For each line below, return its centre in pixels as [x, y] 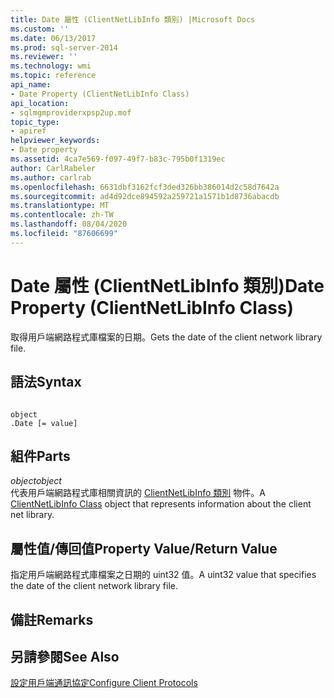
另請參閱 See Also [65, 656]
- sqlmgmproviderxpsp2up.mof [71, 112]
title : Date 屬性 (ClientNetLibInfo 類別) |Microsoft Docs [133, 19]
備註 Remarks [52, 619]
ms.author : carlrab [51, 177]
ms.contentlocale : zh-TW [62, 215]
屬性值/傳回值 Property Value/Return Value [144, 548]
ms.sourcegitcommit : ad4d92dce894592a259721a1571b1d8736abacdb [145, 196]
